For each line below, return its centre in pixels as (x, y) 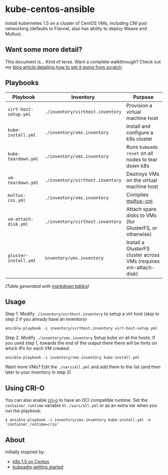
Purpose (143, 97)
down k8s (138, 166)
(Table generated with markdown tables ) (47, 286)
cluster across (143, 255)
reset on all (140, 153)
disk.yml (18, 224)
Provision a (139, 105)
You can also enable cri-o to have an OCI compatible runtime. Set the (76, 400)
